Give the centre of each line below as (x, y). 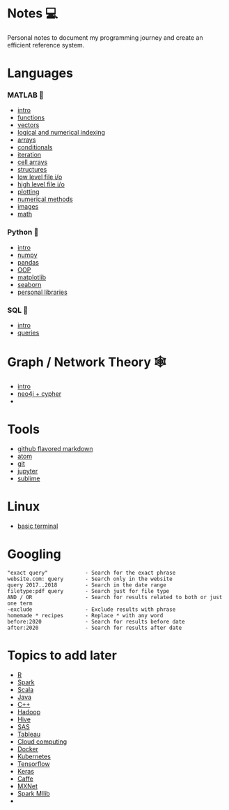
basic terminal (38, 526)
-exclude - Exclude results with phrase (92, 609)
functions (31, 118)
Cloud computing (42, 742)
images (28, 207)
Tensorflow (33, 764)
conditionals (35, 147)
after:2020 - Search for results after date (95, 628)
